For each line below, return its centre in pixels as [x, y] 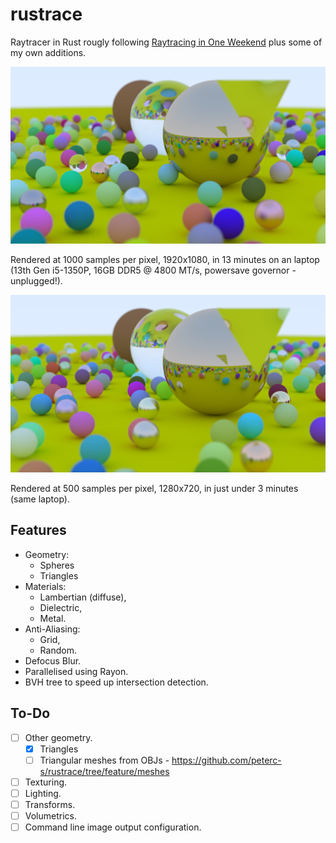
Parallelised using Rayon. [76, 671]
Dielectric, [61, 607]
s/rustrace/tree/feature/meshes [104, 771]
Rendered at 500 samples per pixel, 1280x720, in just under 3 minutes [154, 488]
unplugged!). [36, 281]
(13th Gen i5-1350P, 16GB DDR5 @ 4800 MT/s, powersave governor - [153, 270]
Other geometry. [58, 737]
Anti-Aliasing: [52, 629]
